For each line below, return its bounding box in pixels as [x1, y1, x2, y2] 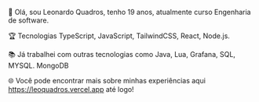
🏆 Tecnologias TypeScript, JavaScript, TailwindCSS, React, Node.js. [8, 31, 230, 40]
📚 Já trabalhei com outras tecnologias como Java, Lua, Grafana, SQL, [8, 50, 235, 58]
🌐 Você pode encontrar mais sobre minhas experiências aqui [8, 76, 206, 85]
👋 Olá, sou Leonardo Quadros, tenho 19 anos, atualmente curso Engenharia [8, 8, 251, 16]
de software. [8, 16, 49, 25]
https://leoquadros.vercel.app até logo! [8, 85, 135, 93]
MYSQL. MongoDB [8, 61, 69, 70]
